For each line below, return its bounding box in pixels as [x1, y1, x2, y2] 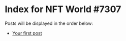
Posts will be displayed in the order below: [5, 20, 93, 26]
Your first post [12, 30, 42, 36]
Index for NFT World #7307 [5, 4, 121, 15]
